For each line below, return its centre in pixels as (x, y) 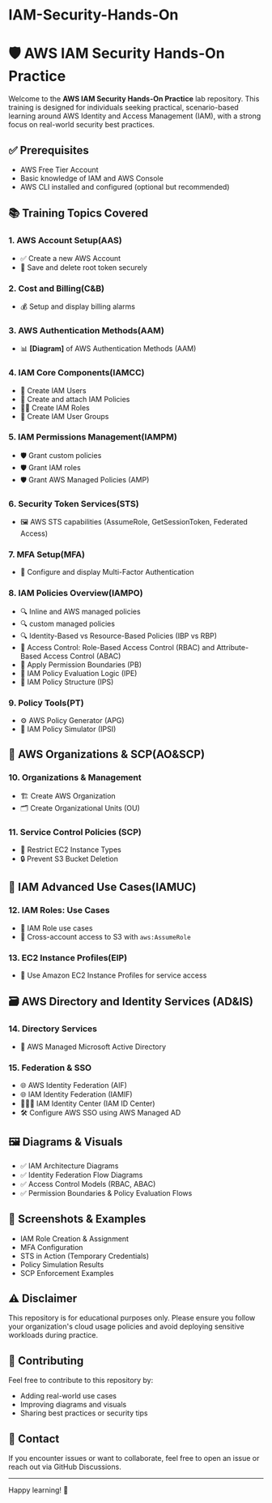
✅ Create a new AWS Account (70, 258)
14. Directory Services (53, 1029)
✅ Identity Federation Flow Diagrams (81, 1175)
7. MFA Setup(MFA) (47, 555)
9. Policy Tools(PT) (46, 703)
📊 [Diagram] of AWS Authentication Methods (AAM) (108, 349)
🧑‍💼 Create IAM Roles (55, 408)
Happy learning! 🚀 (38, 1490)
